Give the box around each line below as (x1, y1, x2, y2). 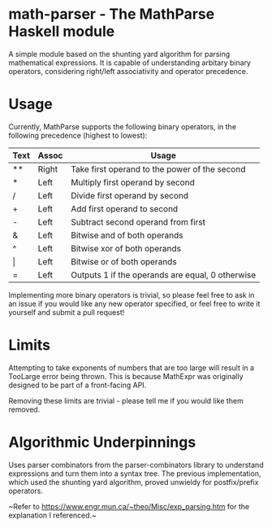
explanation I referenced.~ (8, 510, 97, 520)
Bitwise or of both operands (70, 255, 177, 267)
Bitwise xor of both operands (70, 242, 181, 254)
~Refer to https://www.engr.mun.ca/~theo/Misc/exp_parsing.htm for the (8, 501, 250, 511)
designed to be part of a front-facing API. (8, 380, 147, 390)
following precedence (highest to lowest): (8, 130, 148, 140)
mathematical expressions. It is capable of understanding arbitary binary (8, 58, 252, 68)
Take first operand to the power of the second (70, 164, 246, 175)
